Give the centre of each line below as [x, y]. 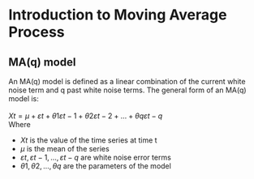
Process [37, 32]
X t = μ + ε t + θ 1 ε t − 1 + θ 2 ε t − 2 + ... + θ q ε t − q [86, 116]
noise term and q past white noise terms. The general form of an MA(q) [127, 90]
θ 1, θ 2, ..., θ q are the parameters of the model [96, 166]
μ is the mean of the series [65, 149]
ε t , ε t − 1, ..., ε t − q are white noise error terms [96, 157]
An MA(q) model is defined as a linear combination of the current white [127, 81]
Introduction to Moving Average [118, 15]
